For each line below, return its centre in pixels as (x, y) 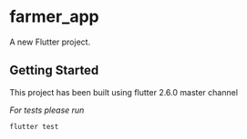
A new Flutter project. (50, 42)
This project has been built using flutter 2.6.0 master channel (124, 92)
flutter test (34, 126)
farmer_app (54, 17)
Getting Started (54, 70)
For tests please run (47, 110)
